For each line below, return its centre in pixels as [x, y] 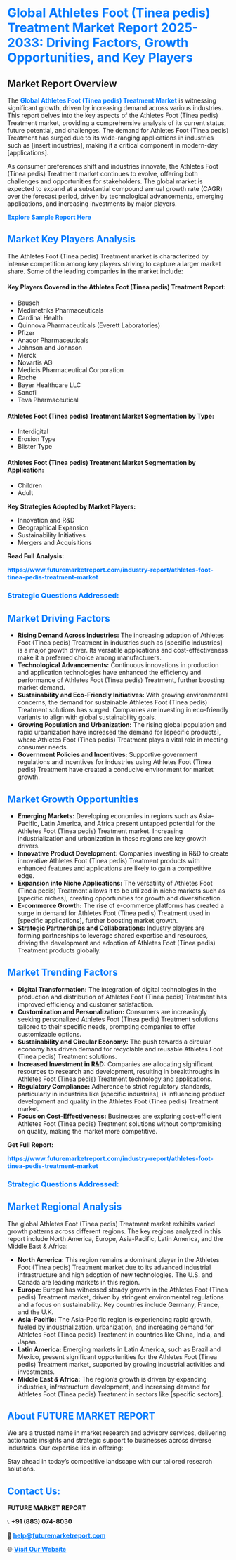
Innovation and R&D [46, 520]
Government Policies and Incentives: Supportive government [107, 755]
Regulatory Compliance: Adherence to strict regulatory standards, [114, 1086]
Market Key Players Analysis [71, 239]
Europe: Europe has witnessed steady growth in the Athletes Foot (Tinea [123, 1290]
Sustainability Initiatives [52, 535]
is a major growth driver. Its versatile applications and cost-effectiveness [123, 650]
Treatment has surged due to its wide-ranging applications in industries [111, 138]
